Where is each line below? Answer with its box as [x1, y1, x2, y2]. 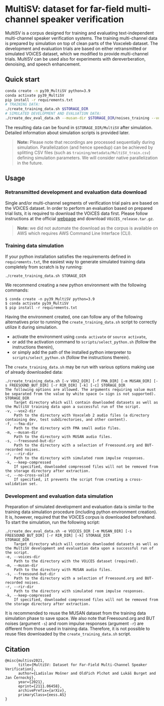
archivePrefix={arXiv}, [18, 688, 67, 693]
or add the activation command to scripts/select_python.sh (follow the [12, 339, 157, 344]
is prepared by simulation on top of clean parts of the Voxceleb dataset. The [5, 40, 158, 46]
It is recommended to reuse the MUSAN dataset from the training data [5, 610, 146, 616]
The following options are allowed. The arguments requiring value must [5, 387, 156, 392]
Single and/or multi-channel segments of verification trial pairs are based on [5, 200, 159, 206]
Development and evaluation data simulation [5, 493, 113, 500]
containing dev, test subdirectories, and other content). [5, 417, 128, 422]
